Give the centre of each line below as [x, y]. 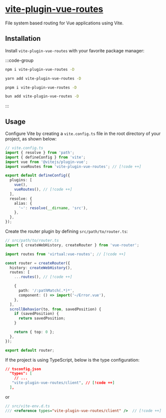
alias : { [23, 203]
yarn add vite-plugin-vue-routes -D [43, 78]
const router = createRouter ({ [38, 263]
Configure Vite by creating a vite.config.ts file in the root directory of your [83, 134]
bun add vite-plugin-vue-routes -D [42, 96]
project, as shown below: [31, 139]
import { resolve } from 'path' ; [40, 152]
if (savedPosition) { [36, 314]
